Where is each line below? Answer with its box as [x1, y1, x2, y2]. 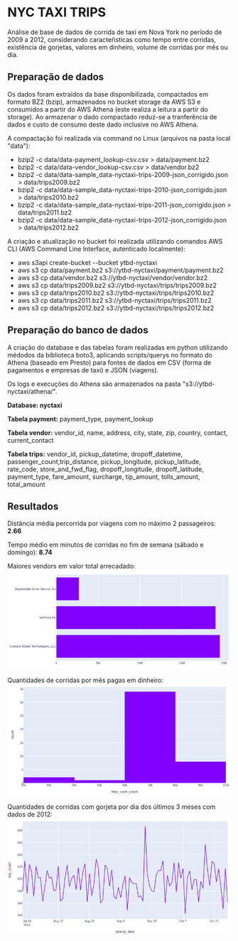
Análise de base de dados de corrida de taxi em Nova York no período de [7, 28, 222, 36]
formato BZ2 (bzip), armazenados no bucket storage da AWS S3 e [7, 97, 201, 106]
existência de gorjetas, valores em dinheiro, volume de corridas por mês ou [7, 43, 229, 51]
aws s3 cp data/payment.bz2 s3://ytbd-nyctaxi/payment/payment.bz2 [17, 266, 224, 274]
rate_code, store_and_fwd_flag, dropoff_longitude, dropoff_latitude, [7, 465, 204, 473]
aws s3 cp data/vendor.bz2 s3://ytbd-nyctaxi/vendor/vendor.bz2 [17, 273, 208, 281]
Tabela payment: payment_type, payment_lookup [7, 414, 154, 423]
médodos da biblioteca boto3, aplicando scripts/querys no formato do [7, 350, 213, 359]
